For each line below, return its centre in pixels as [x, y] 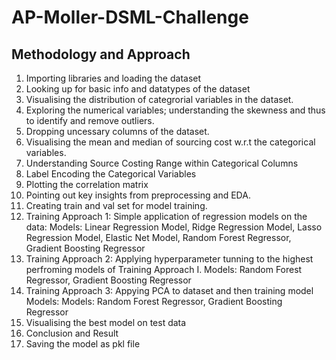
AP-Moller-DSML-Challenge [130, 17]
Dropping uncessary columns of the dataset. [117, 131]
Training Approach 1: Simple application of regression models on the [166, 216]
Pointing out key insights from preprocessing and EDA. [138, 195]
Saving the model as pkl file [83, 344]
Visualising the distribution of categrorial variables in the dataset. [159, 99]
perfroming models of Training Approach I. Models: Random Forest [164, 269]
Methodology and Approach [101, 54]
